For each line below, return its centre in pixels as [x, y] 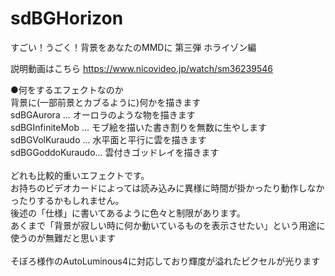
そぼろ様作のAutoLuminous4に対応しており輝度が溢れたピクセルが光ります [165, 261]
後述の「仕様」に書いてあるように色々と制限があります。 [128, 213]
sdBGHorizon [67, 18]
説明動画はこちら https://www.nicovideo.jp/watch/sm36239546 [142, 68]
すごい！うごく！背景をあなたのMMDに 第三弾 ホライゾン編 [133, 47]
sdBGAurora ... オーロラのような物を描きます [103, 114]
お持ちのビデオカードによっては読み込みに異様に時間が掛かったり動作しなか [167, 188]
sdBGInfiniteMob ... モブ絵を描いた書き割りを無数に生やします [139, 127]
